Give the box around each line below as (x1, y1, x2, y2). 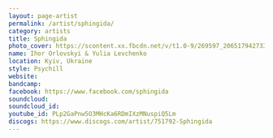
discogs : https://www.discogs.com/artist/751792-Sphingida (8, 118, 213, 126)
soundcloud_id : (8, 102, 60, 110)
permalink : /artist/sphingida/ (8, 19, 115, 28)
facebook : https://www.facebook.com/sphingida (8, 87, 169, 96)
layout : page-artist (8, 11, 79, 20)
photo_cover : (8, 42, 53, 50)
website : (8, 72, 38, 80)
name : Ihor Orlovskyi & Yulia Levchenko (8, 50, 148, 58)
